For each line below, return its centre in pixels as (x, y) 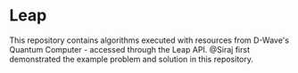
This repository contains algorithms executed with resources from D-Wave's (149, 40)
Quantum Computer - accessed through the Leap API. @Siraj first (129, 49)
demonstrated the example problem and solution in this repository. (132, 59)
